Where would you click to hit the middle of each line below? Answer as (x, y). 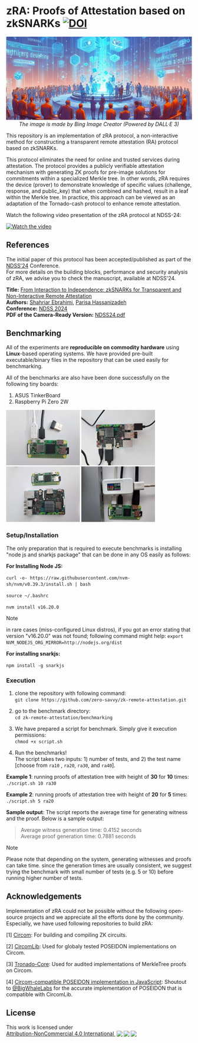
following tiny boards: (32, 384)
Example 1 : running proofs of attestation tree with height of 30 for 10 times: (98, 776)
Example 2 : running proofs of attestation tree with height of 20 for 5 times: (97, 794)
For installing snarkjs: (33, 653)
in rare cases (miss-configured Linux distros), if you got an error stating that (98, 629)
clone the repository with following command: (70, 693)
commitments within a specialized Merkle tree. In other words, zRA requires (98, 178)
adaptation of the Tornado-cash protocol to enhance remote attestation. (93, 203)
